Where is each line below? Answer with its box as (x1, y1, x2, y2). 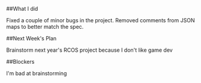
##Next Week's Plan (6, 35, 57, 41)
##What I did (6, 5, 38, 12)
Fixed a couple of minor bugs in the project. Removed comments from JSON (6, 17, 195, 23)
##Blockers (6, 58, 35, 65)
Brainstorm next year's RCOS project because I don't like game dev (6, 46, 173, 54)
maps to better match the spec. (6, 23, 84, 30)
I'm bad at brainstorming (6, 70, 67, 77)
